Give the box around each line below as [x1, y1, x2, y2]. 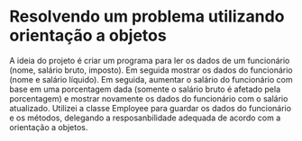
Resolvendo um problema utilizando [9, 6, 285, 27]
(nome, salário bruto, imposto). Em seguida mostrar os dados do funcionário [9, 65, 293, 75]
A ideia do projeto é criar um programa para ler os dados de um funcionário [9, 55, 290, 66]
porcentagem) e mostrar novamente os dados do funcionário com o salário [9, 93, 288, 104]
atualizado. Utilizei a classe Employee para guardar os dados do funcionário [9, 102, 291, 113]
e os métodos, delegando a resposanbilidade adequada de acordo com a [9, 112, 281, 123]
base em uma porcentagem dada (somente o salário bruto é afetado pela [9, 84, 281, 94]
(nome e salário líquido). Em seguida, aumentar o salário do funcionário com [9, 74, 293, 84]
